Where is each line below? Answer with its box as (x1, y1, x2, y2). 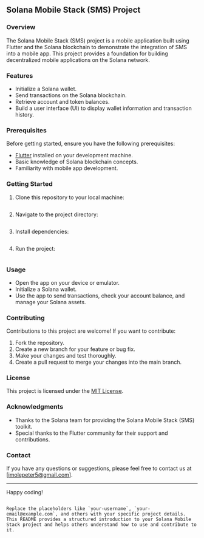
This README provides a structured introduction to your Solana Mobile (6, 516, 191, 523)
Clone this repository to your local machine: (15, 194, 124, 201)
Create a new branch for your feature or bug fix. (15, 346, 135, 353)
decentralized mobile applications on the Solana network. (6, 56, 150, 63)
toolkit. (15, 423, 33, 430)
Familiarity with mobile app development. (15, 165, 118, 172)
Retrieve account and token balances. (15, 98, 110, 105)
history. (15, 111, 35, 118)
